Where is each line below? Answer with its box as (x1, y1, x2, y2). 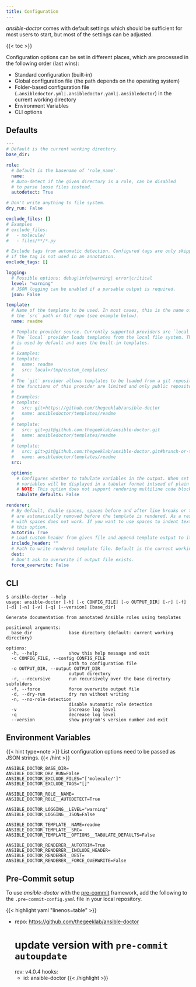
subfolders (6, 681, 33, 687)
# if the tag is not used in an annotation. (6, 254, 116, 260)
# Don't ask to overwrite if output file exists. (11, 556, 134, 562)
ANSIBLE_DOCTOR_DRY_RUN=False (6, 771, 80, 777)
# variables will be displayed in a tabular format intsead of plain (16, 481, 190, 487)
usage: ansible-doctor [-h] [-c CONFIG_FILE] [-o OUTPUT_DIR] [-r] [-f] (6, 599, 187, 605)
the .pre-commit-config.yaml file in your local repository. (6, 896, 142, 903)
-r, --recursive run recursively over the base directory (11, 676, 171, 682)
